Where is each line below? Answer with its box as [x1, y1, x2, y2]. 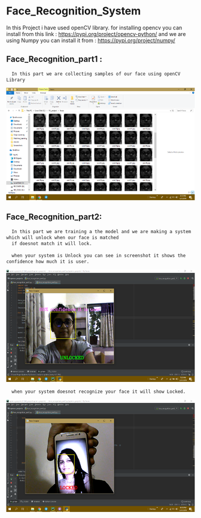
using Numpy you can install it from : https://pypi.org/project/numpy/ [6, 37, 175, 44]
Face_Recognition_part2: [6, 212, 102, 222]
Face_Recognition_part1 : [6, 54, 103, 64]
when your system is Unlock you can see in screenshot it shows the [11, 252, 186, 258]
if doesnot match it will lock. [11, 240, 93, 246]
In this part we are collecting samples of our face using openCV [11, 71, 181, 77]
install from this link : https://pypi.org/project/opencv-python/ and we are [6, 30, 187, 37]
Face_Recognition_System [6, 4, 141, 18]
